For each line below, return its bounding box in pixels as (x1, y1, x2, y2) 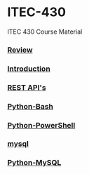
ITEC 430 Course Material (7, 27, 83, 36)
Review (7, 45, 33, 55)
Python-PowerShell (7, 120, 76, 130)
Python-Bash (7, 101, 54, 111)
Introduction (7, 64, 50, 74)
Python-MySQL (7, 158, 62, 168)
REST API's (7, 82, 47, 92)
